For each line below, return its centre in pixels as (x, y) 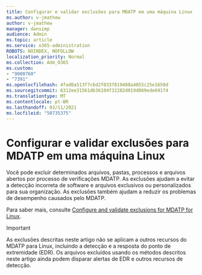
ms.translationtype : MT (36, 96)
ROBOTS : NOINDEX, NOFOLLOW (40, 51)
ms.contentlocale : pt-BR (37, 102)
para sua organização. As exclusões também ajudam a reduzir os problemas (101, 192)
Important (18, 228)
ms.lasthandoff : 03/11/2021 (42, 107)
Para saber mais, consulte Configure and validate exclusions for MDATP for (100, 210)
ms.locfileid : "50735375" (39, 113)
